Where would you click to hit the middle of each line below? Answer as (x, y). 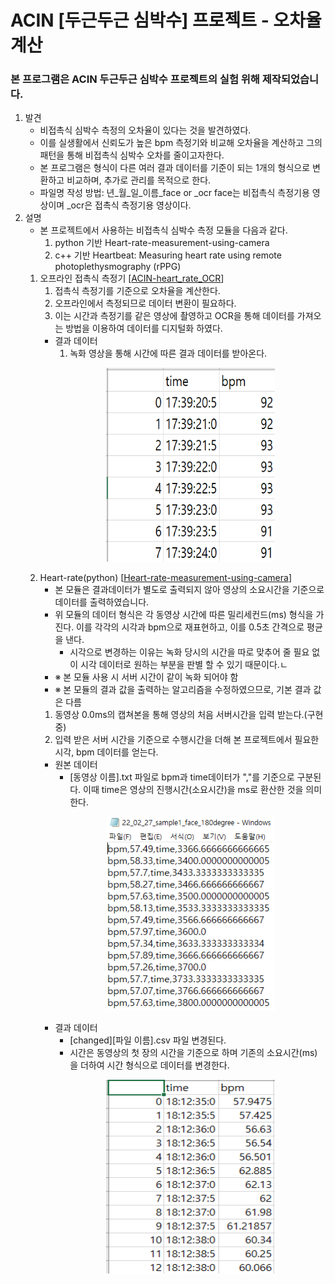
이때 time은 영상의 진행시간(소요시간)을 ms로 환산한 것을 (193, 790)
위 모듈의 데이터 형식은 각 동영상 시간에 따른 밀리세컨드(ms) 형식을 (184, 615)
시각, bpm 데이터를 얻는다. (106, 752)
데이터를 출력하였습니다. (102, 602)
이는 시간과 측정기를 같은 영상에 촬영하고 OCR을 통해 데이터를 (174, 316)
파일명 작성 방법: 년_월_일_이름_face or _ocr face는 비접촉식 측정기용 (174, 193)
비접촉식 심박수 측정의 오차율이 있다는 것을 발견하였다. (145, 130)
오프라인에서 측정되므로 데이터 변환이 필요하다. (145, 303)
